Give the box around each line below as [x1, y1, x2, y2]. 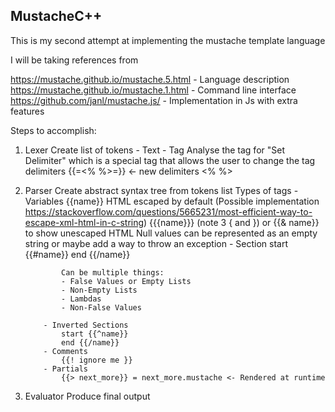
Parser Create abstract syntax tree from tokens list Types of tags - [24, 184, 299, 196]
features [10, 105, 45, 117]
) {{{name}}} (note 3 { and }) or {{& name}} [143, 216, 320, 228]
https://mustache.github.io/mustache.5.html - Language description [10, 73, 290, 85]
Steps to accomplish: [10, 124, 97, 136]
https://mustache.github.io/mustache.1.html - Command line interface [10, 84, 297, 96]
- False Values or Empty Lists [61, 276, 192, 286]
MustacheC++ [10, 8, 103, 25]
